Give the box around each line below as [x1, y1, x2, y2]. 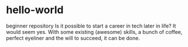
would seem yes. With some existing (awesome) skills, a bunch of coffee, [6, 28, 183, 35]
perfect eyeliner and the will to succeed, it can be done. [6, 34, 140, 41]
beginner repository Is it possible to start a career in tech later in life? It [6, 22, 176, 29]
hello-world [6, 3, 64, 17]
